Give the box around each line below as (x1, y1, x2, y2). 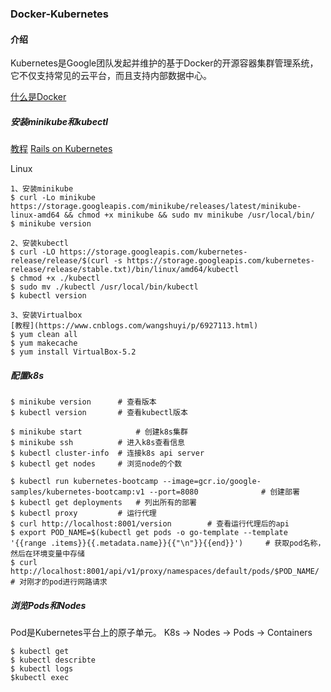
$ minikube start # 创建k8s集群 (10, 427, 188, 437)
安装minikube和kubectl (10, 115, 109, 127)
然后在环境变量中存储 (10, 549, 85, 559)
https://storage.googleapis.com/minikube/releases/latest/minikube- (10, 202, 302, 212)
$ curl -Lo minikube (10, 193, 97, 203)
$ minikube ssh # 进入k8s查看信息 (10, 438, 185, 448)
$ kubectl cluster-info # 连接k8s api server (10, 448, 205, 459)
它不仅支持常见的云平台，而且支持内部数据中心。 (10, 70, 212, 82)
